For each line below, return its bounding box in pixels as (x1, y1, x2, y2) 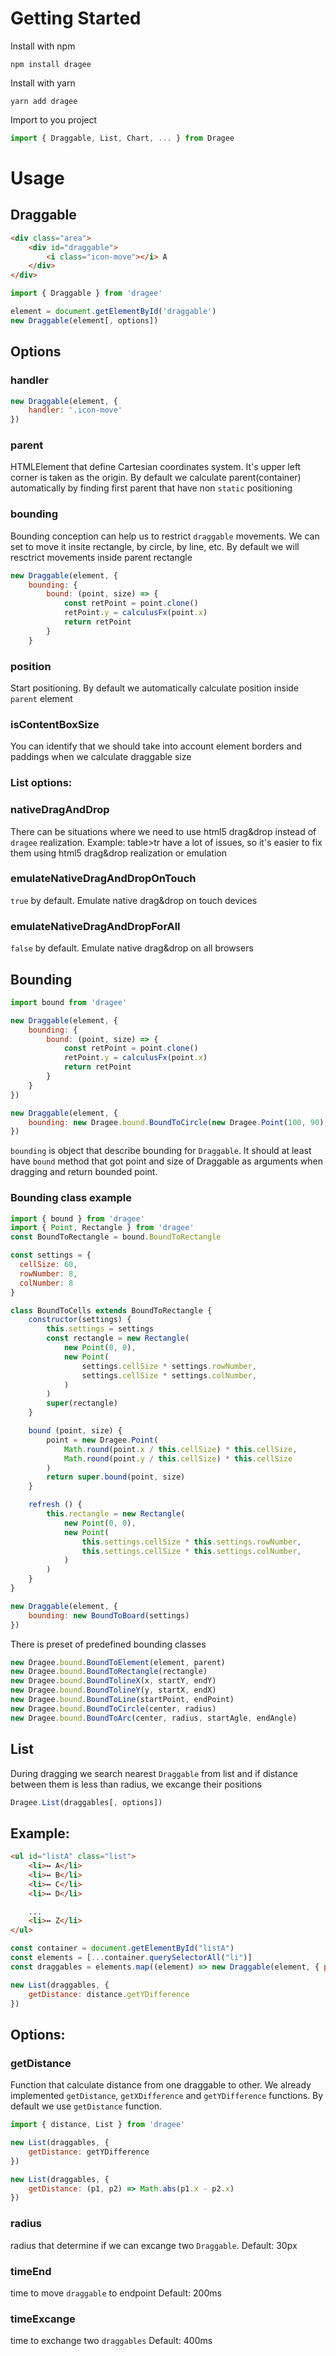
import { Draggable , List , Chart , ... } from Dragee (10, 133, 235, 143)
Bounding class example (10, 1191, 132, 1205)
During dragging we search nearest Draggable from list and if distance (10, 1767, 299, 1779)
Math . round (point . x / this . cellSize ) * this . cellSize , (63, 1444, 298, 1454)
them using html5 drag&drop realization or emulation (10, 847, 227, 859)
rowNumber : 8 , (19, 1268, 78, 1279)
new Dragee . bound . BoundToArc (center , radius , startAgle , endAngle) (10, 1713, 298, 1723)
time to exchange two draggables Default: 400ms (10, 2335, 213, 2347)
